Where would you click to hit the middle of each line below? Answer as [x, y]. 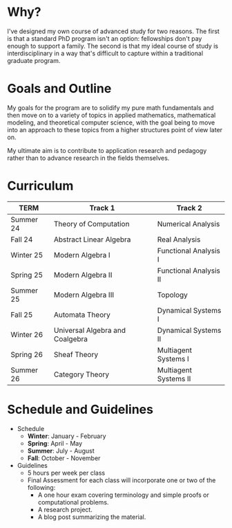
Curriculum [40, 186]
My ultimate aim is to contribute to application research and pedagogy [107, 150]
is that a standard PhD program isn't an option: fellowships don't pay [105, 38]
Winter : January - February [67, 436]
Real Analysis [179, 239]
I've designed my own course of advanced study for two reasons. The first [113, 31]
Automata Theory [82, 314]
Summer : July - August [61, 450]
